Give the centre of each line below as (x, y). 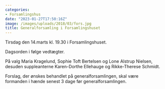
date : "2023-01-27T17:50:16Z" (36, 19)
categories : (17, 10)
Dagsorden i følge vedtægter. (35, 52)
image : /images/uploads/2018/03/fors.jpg (48, 23)
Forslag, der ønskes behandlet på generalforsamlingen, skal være (72, 76)
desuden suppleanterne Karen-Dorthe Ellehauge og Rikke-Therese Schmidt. (83, 67)
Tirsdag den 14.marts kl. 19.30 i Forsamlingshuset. (56, 42)
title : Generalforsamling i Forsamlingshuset (53, 28)
